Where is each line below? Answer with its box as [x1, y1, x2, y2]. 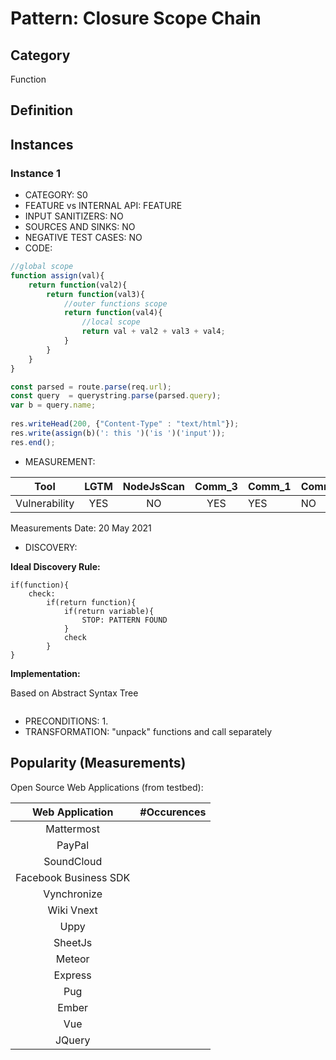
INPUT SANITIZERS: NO [24, 210, 124, 222]
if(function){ [10, 580, 70, 590]
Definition [10, 102, 73, 119]
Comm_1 [247, 479, 292, 493]
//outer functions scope [63, 298, 168, 309]
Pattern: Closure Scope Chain [10, 7, 262, 30]
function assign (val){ [10, 270, 105, 281]
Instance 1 [10, 166, 61, 180]
